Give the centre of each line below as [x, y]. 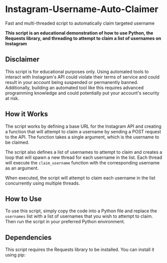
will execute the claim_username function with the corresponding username [82, 162]
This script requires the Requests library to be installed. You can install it [80, 249]
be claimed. [17, 142]
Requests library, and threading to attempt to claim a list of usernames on [83, 38]
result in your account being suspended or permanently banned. [72, 82]
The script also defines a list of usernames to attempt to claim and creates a [84, 152]
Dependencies [28, 237]
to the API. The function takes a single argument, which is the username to [82, 137]
